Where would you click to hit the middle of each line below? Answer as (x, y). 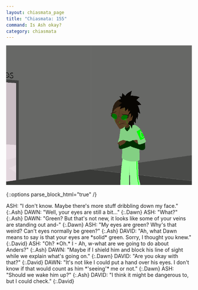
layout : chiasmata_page (35, 12)
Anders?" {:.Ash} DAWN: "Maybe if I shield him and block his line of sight (95, 250)
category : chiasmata (32, 31)
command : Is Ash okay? (34, 25)
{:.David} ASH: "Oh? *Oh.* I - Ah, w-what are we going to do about (88, 244)
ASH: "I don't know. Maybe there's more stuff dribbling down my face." (92, 206)
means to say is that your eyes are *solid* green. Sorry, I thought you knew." (99, 237)
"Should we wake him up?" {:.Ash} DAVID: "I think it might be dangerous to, (98, 275)
